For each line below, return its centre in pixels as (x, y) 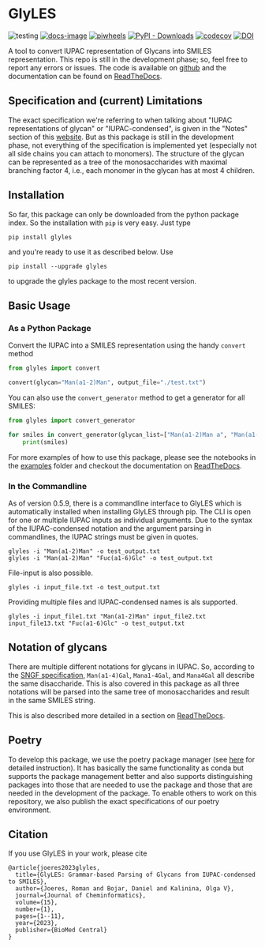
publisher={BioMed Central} (62, 930)
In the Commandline (48, 486)
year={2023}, (37, 924)
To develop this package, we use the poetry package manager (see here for (132, 759)
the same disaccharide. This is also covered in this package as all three (124, 683)
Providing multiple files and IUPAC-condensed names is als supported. (123, 602)
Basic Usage (39, 305)
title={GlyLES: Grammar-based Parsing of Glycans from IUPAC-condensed (136, 875)
